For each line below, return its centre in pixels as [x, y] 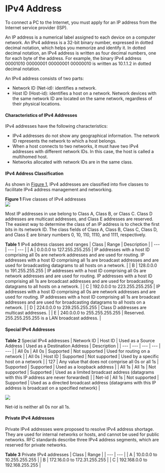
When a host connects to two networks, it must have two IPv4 [75, 146]
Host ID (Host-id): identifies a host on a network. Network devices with [84, 93]
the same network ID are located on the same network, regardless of [82, 98]
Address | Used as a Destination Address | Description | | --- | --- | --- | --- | [83, 346]
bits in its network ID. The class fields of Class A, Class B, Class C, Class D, [82, 230]
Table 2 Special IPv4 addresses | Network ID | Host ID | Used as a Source [80, 340]
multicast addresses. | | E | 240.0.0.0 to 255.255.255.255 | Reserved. [75, 313]
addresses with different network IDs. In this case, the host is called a [83, 152]
